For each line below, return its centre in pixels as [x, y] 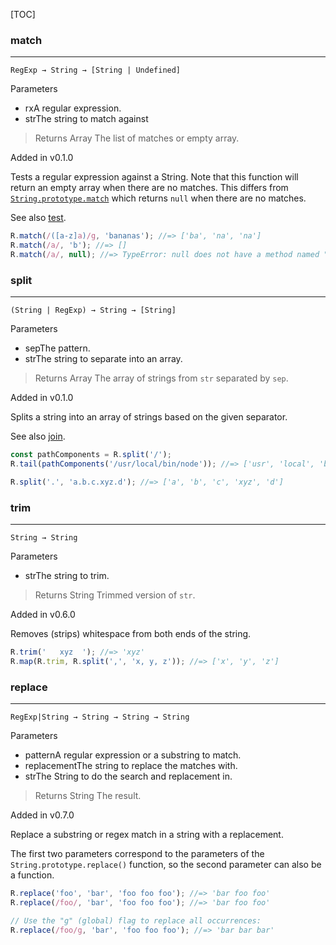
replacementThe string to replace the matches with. [131, 766]
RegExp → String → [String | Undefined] [96, 70]
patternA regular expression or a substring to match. [133, 755]
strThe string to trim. [67, 576]
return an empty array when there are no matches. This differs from [149, 188]
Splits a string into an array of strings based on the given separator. [149, 417]
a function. [32, 875]
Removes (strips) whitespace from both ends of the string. [131, 634]
